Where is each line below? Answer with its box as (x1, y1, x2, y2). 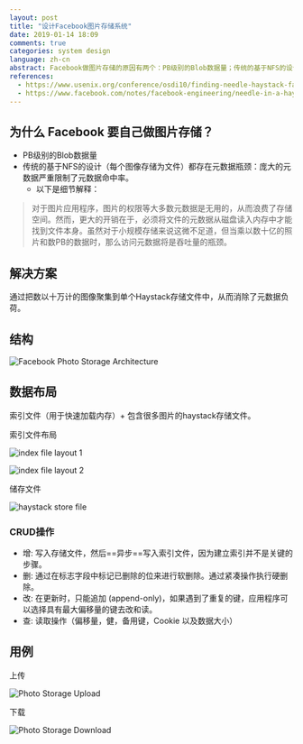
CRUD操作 (9, 525, 55, 537)
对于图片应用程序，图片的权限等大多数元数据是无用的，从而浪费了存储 (31, 203, 293, 214)
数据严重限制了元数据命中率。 (22, 172, 133, 183)
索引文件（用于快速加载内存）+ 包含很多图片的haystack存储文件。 (9, 409, 256, 420)
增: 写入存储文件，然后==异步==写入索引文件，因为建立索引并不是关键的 (22, 547, 293, 559)
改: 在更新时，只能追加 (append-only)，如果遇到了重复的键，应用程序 (22, 592, 281, 604)
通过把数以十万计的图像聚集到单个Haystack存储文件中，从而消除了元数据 (9, 291, 281, 302)
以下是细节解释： (35, 184, 100, 195)
